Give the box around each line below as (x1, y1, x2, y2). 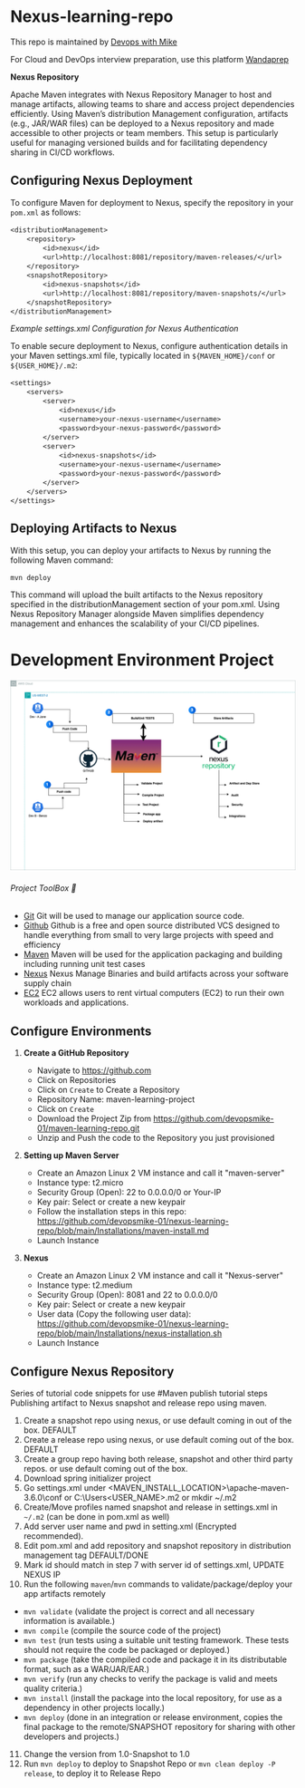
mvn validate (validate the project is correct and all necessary (23, 1606, 255, 1617)
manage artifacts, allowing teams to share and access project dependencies (10, 98, 295, 110)
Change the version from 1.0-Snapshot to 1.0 (23, 1749, 191, 1759)
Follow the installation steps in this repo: (36, 1206, 187, 1217)
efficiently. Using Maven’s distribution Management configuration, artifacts (10, 108, 289, 119)
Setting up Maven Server (23, 1150, 119, 1161)
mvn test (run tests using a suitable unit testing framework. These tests (23, 1635, 290, 1646)
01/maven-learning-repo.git (36, 1123, 140, 1134)
